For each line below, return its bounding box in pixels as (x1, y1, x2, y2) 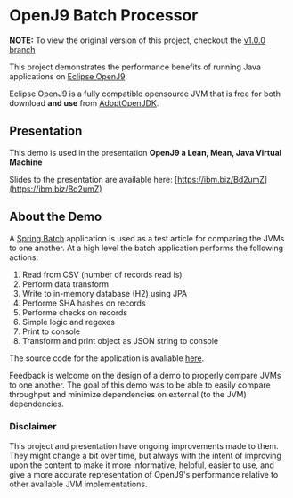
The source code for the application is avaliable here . (9, 353, 205, 363)
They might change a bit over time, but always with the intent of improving (9, 450, 282, 461)
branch (9, 44, 36, 54)
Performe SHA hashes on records (21, 298, 146, 308)
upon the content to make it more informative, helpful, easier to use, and (9, 460, 274, 470)
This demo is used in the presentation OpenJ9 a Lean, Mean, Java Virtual (9, 147, 282, 158)
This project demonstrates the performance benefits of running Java (9, 61, 261, 72)
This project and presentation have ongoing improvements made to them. (9, 440, 279, 451)
